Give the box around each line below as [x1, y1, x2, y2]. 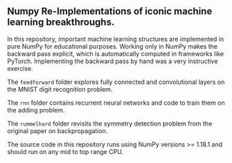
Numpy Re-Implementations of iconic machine [7, 6, 213, 17]
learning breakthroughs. [7, 17, 115, 28]
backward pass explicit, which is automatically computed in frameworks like [7, 49, 224, 58]
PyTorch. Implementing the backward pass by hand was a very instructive [7, 57, 218, 65]
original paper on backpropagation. [7, 126, 108, 135]
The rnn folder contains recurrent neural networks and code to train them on [7, 98, 225, 107]
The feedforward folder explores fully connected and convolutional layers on [7, 78, 225, 86]
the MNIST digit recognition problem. [7, 85, 113, 93]
